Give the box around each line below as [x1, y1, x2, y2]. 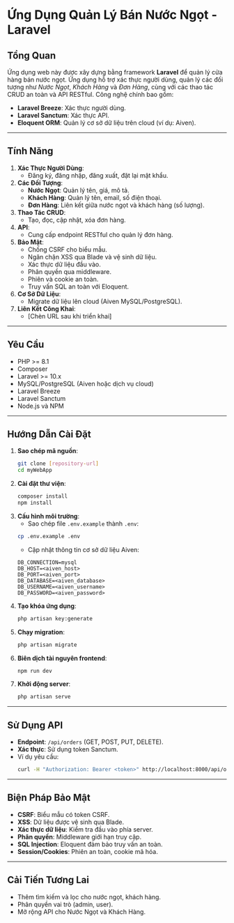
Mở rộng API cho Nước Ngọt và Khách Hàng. [17, 907, 146, 916]
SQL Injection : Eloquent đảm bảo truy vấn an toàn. [17, 840, 163, 848]
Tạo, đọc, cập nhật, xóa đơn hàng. [27, 215, 127, 224]
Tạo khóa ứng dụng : [17, 602, 77, 610]
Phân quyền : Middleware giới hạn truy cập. [17, 832, 141, 841]
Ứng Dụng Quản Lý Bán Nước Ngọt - [7, 7, 218, 23]
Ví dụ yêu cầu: [17, 753, 59, 761]
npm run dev [17, 667, 52, 674]
